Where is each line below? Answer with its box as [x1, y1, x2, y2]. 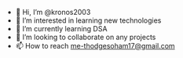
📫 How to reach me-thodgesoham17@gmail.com [15, 42, 175, 50]
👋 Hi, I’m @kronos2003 [15, 8, 91, 16]
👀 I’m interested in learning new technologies [15, 16, 162, 25]
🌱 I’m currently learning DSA [15, 24, 108, 33]
